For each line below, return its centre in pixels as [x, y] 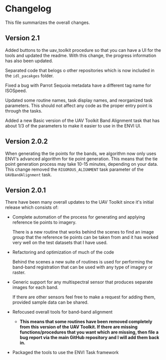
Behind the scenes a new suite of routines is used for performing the [82, 262]
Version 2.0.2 [27, 142]
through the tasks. [24, 111]
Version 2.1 [23, 38]
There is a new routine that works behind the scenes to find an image [83, 232]
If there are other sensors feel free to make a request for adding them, [84, 297]
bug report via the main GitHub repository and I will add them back [89, 338]
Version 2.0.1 [26, 190]
